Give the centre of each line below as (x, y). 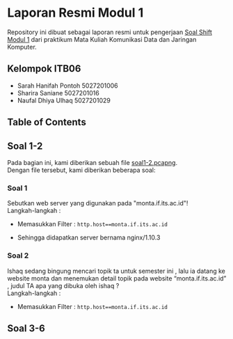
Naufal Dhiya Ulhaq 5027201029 (64, 100)
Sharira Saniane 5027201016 (58, 93)
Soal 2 (18, 255)
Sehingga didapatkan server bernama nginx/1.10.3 (89, 237)
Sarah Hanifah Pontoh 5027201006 (67, 86)
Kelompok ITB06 (44, 69)
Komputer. (22, 47)
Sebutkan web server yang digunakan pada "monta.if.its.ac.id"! (98, 203)
